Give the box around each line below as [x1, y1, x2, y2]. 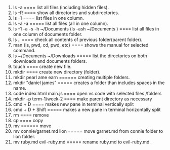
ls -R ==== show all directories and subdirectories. [13, 10, 119, 16]
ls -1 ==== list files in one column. [13, 15, 84, 21]
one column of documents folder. [13, 31, 83, 37]
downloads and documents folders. [13, 58, 88, 64]
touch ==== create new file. [13, 63, 72, 69]
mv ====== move [13, 123, 52, 129]
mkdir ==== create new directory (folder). [13, 69, 101, 75]
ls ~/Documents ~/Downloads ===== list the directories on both [13, 53, 147, 59]
